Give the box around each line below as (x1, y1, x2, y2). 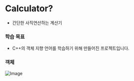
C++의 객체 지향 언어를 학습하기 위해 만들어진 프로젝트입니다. (12, 45, 130, 52)
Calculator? (5, 3, 53, 14)
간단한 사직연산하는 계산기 (12, 20, 63, 26)
